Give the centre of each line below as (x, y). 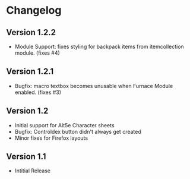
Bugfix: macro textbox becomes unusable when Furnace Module (94, 86)
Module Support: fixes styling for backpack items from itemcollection (99, 46)
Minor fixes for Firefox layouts (51, 138)
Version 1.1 (26, 157)
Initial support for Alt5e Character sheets (64, 125)
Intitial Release (33, 171)
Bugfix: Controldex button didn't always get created (78, 131)
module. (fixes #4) (37, 53)
